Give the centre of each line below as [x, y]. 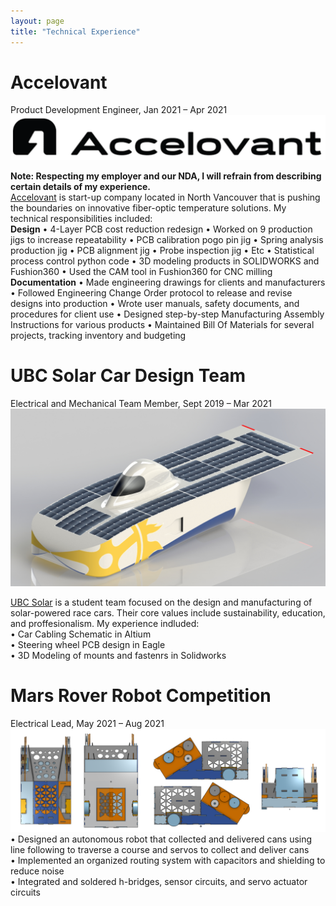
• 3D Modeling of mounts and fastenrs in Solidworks [118, 655]
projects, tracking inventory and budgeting [98, 336]
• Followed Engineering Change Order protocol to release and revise [151, 293]
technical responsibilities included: [81, 219]
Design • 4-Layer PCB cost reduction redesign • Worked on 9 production [161, 229]
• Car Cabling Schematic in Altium [81, 634]
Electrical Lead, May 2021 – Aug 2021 [87, 723]
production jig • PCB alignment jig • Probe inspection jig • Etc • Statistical [162, 251]
